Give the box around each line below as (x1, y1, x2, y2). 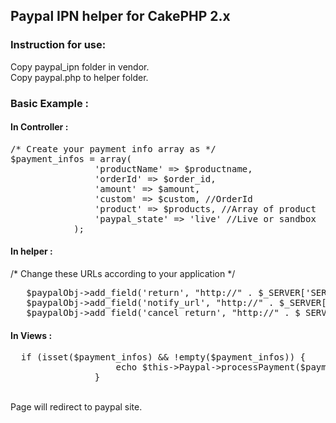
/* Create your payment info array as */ (10, 143, 217, 154)
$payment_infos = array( (10, 153, 132, 164)
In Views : (10, 329, 53, 341)
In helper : (10, 245, 53, 258)
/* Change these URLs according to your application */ (10, 268, 236, 280)
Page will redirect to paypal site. (10, 401, 143, 413)
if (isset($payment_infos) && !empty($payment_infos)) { (20, 352, 307, 363)
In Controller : (10, 121, 69, 133)
